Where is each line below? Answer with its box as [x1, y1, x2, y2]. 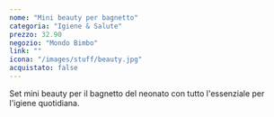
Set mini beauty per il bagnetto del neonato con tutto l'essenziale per [9, 87, 265, 99]
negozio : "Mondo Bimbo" [9, 38, 99, 48]
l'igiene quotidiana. [9, 97, 80, 108]
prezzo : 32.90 [9, 30, 63, 39]
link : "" [9, 47, 42, 56]
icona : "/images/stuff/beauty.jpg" [9, 55, 143, 64]
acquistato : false [9, 64, 78, 73]
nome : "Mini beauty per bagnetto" [9, 13, 139, 22]
